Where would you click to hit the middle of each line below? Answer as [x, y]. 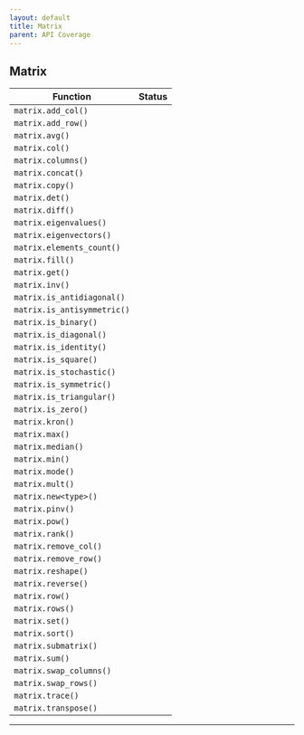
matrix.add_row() [51, 124]
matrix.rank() [44, 534]
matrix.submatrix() [56, 646]
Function [72, 97]
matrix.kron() [44, 422]
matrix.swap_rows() [56, 683]
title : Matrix [36, 26]
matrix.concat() [49, 173]
